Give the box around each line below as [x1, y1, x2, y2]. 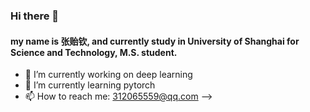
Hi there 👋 [10, 9, 60, 23]
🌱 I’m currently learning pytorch [24, 79, 156, 91]
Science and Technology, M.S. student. [10, 46, 178, 58]
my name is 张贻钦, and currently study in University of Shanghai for [10, 35, 300, 47]
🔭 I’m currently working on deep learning [24, 69, 193, 81]
